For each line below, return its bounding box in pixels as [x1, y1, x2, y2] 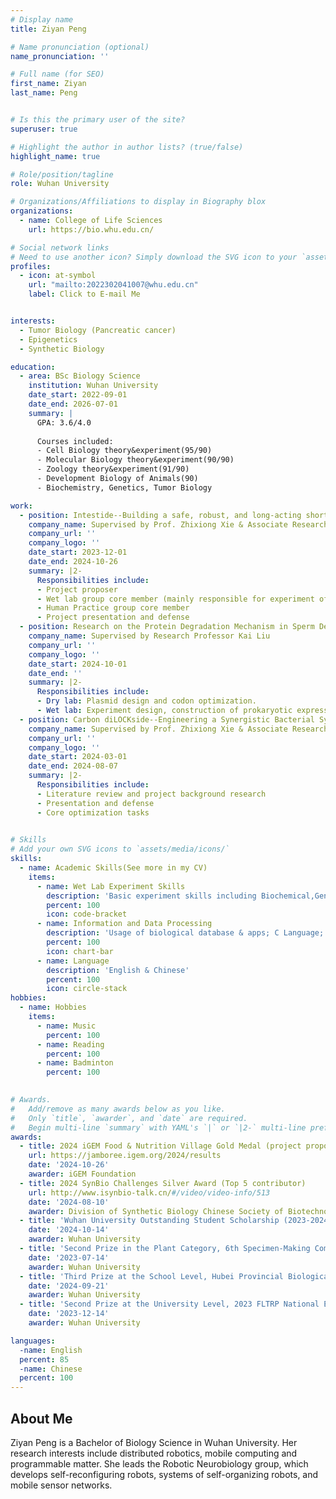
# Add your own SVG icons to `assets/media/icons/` [10, 844, 230, 855]
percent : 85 [19, 1354, 70, 1365]
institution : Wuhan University [28, 381, 159, 391]
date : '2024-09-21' [28, 1281, 110, 1291]
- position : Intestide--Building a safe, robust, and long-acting [19, 510, 302, 520]
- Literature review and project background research [36, 789, 267, 799]
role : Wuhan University [10, 179, 110, 189]
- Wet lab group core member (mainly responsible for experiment [36, 594, 315, 604]
